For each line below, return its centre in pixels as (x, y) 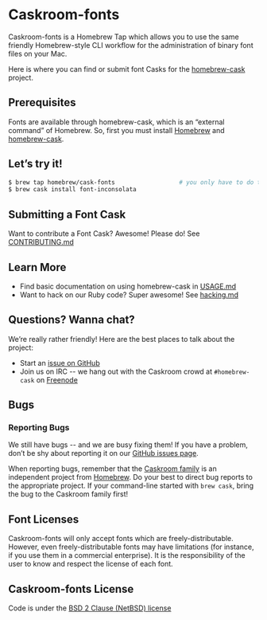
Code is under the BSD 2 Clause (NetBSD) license (90, 608)
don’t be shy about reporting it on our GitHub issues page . (103, 453)
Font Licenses (44, 519)
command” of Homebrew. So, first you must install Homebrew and (116, 130)
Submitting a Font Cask (67, 214)
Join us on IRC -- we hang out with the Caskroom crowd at (116, 371)
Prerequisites (42, 102)
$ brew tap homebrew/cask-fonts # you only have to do (131, 182)
